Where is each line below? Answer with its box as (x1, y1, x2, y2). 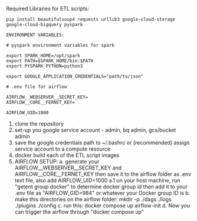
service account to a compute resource (14, 145, 111, 152)
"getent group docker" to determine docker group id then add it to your (14, 183, 188, 190)
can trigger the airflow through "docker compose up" (14, 209, 145, 215)
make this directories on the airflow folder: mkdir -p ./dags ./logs (14, 196, 172, 203)
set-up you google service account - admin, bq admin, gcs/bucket (14, 127, 176, 133)
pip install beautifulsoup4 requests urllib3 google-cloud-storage (6, 17, 176, 23)
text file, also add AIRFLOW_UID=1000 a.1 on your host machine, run (14, 177, 180, 184)
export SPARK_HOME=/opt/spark (6, 53, 81, 59)
